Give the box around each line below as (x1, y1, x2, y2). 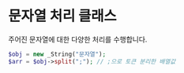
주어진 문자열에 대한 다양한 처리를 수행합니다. (8, 35, 148, 44)
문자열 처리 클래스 (8, 7, 117, 25)
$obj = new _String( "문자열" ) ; (8, 50, 107, 58)
